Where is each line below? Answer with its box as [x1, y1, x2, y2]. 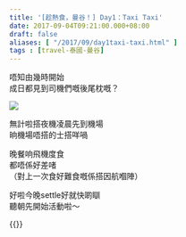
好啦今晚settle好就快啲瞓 [9, 190, 101, 200]
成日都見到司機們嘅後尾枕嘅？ [9, 83, 119, 94]
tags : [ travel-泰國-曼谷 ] [9, 46, 105, 55]
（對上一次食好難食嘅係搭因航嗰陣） [9, 171, 143, 182]
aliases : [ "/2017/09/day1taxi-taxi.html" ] [9, 37, 178, 47]
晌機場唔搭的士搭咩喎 [9, 130, 88, 141]
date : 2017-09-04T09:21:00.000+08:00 [9, 21, 150, 30]
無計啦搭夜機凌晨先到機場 [9, 118, 104, 129]
